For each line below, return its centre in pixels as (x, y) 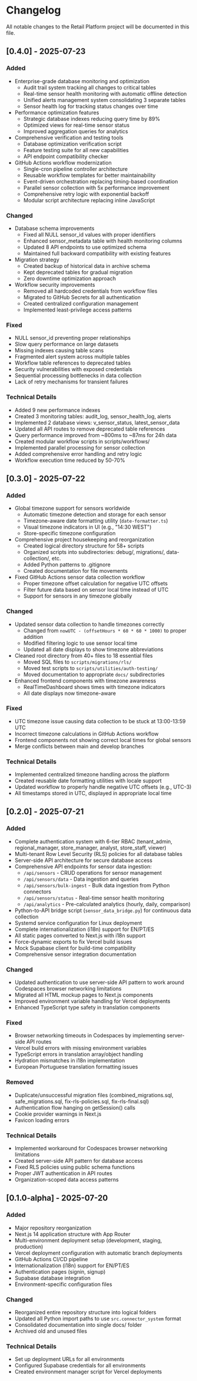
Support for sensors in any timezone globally (78, 596)
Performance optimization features (57, 112)
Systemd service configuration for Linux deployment (78, 923)
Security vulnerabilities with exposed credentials (73, 369)
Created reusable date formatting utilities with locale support (88, 781)
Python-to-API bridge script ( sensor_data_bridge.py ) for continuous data (103, 910)
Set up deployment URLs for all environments (69, 1359)
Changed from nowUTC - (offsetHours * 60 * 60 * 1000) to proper (105, 630)
